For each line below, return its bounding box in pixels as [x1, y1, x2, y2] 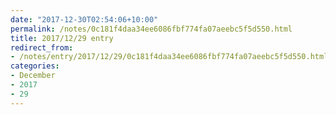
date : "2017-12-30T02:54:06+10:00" [10, 14, 159, 25]
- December [10, 71, 56, 81]
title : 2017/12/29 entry [10, 33, 114, 43]
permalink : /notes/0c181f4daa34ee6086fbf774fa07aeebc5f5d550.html [10, 24, 293, 34]
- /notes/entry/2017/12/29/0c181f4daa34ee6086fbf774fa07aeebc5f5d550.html [10, 52, 329, 62]
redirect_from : [10, 42, 74, 53]
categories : [10, 61, 60, 71]
